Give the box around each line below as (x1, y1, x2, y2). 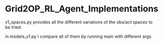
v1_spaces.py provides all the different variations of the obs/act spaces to (5, 19, 153, 25)
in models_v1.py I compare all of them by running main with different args (5, 33, 152, 39)
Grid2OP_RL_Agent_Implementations (5, 3, 159, 14)
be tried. (5, 24, 22, 30)
